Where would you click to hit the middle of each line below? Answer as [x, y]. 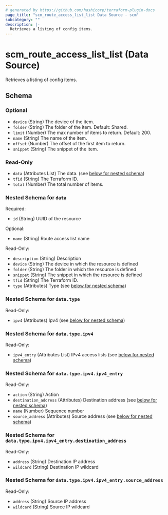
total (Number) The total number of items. [58, 184]
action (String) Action [36, 395]
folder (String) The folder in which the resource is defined [74, 270]
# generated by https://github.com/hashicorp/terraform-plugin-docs [80, 10]
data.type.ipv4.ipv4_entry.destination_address [66, 441]
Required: [16, 209]
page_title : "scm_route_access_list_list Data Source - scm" [72, 15]
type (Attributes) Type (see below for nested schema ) [70, 286]
